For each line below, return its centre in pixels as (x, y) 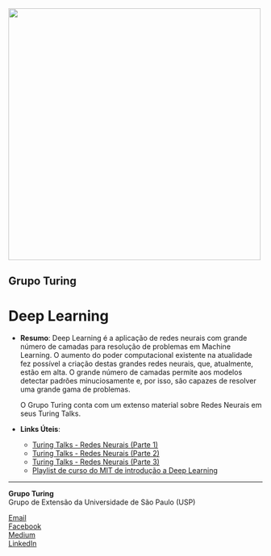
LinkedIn (23, 544)
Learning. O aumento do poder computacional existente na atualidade (136, 355)
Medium (22, 535)
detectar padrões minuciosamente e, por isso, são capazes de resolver (138, 381)
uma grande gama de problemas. (75, 389)
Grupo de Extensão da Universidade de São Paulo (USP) (102, 502)
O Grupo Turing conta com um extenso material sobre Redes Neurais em (141, 405)
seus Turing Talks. (50, 413)
